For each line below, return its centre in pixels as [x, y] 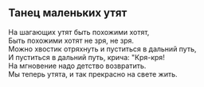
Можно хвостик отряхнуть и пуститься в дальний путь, [102, 49]
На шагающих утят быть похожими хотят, [79, 32]
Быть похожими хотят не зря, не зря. [71, 40]
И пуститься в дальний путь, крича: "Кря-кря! [86, 57]
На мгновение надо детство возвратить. [77, 66]
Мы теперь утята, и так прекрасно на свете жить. [93, 74]
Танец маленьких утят [68, 13]
